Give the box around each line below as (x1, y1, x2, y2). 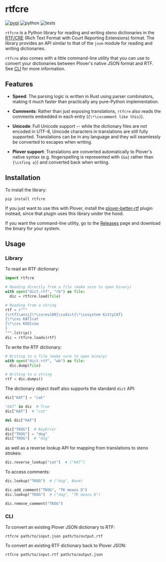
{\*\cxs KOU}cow (5, 321, 39, 326)
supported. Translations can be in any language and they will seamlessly (12, 133, 161, 140)
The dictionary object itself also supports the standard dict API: (5, 385, 135, 391)
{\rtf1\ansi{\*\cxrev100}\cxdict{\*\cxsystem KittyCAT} (5, 312, 123, 317)
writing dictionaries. (5, 45, 46, 51)
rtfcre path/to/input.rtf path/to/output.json (5, 552, 103, 557)
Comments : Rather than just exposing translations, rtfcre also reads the (12, 108, 161, 114)
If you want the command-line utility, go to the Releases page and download (5, 220, 161, 226)
